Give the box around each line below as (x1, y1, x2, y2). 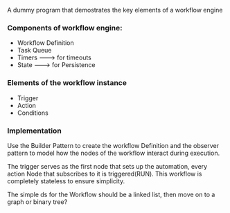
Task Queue (17, 46, 52, 55)
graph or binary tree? (7, 197, 68, 206)
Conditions (17, 109, 48, 117)
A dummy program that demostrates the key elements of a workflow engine (7, 6, 223, 14)
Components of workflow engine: (7, 23, 123, 33)
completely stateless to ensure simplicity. (7, 176, 125, 185)
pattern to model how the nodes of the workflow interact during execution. (7, 149, 220, 157)
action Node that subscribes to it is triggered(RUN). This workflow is (7, 169, 202, 178)
